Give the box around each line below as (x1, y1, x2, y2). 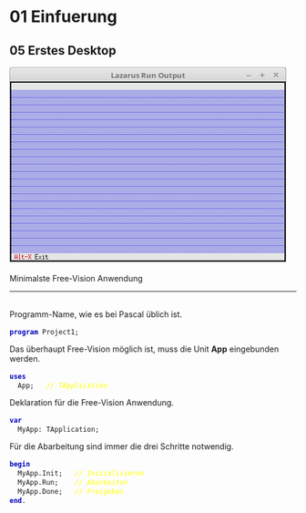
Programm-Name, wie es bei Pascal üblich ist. (9, 309, 183, 320)
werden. (9, 354, 41, 364)
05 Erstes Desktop (9, 43, 117, 58)
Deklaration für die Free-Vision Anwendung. (9, 397, 175, 407)
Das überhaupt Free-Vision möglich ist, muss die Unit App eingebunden (9, 344, 280, 354)
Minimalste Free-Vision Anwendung (9, 273, 143, 283)
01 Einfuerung (9, 6, 117, 27)
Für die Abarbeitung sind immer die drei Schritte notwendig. (9, 441, 234, 452)
